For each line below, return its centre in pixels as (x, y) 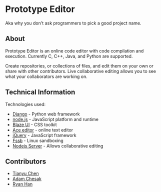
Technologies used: (25, 104)
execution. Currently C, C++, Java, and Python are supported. (69, 56)
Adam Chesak (27, 179)
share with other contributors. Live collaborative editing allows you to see (81, 71)
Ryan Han (22, 184)
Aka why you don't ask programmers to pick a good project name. (73, 23)
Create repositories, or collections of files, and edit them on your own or (79, 65)
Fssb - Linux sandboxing (38, 140)
